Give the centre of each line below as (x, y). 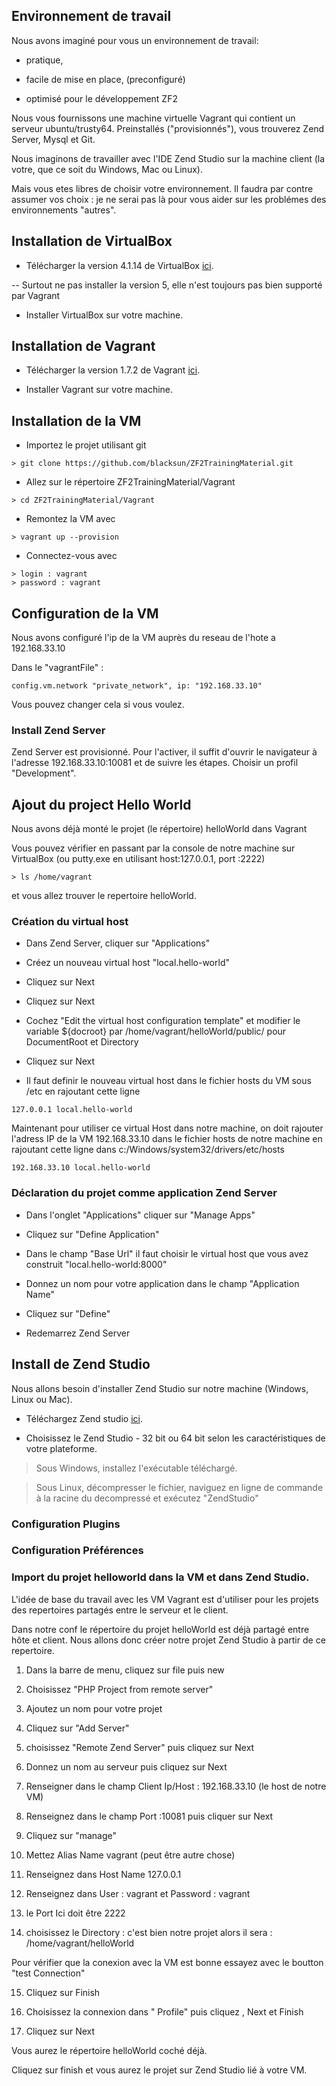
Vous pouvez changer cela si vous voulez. (98, 705)
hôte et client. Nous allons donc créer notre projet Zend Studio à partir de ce (168, 1640)
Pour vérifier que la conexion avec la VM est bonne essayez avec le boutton (167, 1962)
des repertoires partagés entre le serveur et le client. (120, 1610)
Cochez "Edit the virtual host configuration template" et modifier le (163, 1021)
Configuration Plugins (66, 1524)
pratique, (44, 60)
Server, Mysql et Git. (53, 139)
